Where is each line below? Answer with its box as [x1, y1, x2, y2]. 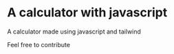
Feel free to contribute [7, 40, 71, 49]
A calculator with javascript [7, 5, 168, 21]
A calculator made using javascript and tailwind [7, 27, 141, 36]
